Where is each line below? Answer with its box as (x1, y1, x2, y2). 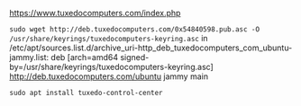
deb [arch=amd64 (50, 52, 119, 62)
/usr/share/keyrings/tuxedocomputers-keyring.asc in (9, 33, 209, 43)
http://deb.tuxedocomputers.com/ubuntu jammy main (9, 71, 209, 82)
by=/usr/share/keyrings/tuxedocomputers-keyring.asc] (9, 62, 214, 72)
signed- (120, 52, 150, 62)
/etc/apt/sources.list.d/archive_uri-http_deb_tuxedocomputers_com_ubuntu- (9, 42, 293, 53)
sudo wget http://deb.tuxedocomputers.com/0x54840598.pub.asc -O (9, 25, 260, 34)
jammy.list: (9, 52, 50, 62)
